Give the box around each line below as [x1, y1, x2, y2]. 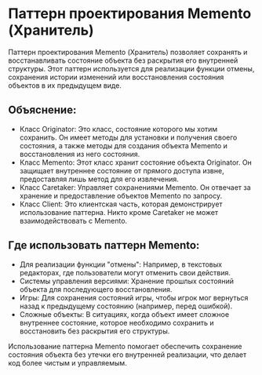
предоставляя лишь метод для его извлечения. [19, 174, 179, 184]
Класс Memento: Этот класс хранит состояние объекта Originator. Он [19, 158, 253, 167]
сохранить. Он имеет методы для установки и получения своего [19, 133, 238, 142]
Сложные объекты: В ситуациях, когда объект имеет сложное [19, 309, 230, 319]
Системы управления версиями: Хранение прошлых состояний [19, 276, 234, 286]
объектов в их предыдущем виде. [8, 80, 122, 90]
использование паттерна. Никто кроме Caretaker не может [19, 207, 218, 217]
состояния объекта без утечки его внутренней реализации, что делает [8, 350, 247, 359]
